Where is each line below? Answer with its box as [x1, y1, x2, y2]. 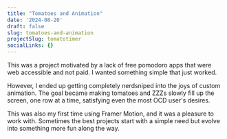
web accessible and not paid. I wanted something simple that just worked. [7, 68, 217, 76]
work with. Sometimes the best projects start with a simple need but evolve [7, 117, 220, 125]
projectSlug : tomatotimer [7, 36, 81, 43]
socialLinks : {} [7, 42, 54, 49]
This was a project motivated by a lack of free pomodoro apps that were [7, 61, 212, 69]
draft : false [7, 23, 45, 30]
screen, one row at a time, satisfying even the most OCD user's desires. [7, 96, 210, 104]
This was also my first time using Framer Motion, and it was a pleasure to [7, 109, 215, 118]
